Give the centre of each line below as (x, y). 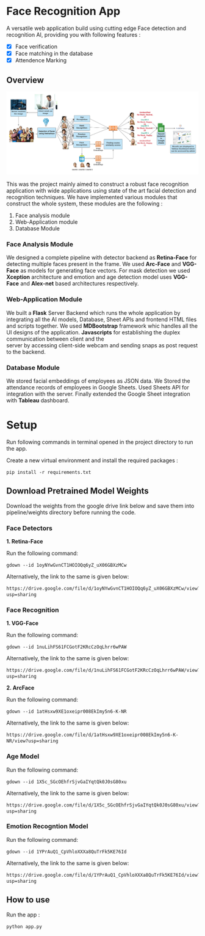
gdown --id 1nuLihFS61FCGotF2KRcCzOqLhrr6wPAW (67, 647)
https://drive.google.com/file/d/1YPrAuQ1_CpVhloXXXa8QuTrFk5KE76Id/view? (103, 875)
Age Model (23, 756)
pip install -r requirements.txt (49, 472)
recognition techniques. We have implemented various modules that (92, 197)
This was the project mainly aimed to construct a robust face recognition (98, 184)
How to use (28, 900)
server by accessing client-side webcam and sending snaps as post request (102, 345)
